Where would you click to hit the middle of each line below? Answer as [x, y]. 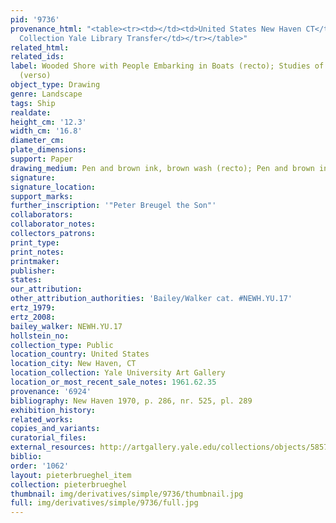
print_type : [35, 242]
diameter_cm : [37, 141]
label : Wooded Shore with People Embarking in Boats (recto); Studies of [167, 66]
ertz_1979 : [33, 308]
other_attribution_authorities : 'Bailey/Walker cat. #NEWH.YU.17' [151, 299]
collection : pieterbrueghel [69, 484]
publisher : [33, 271]
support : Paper [42, 159]
